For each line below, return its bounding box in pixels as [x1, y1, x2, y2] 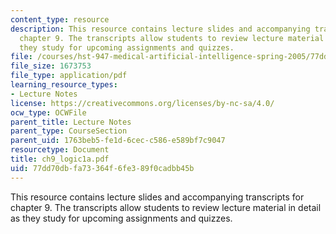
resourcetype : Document [10, 145, 110, 155]
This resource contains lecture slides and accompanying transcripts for [10, 191, 305, 203]
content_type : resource [10, 14, 110, 25]
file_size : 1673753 [10, 61, 92, 71]
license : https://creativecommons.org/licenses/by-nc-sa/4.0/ [10, 98, 275, 108]
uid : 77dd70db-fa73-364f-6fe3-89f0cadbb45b [10, 163, 195, 173]
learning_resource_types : [10, 80, 118, 90]
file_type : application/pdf [10, 71, 128, 81]
